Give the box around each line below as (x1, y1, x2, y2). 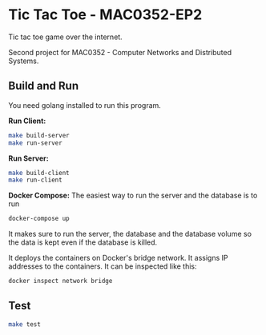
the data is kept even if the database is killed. (8, 237, 158, 247)
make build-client (8, 169, 70, 177)
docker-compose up (8, 214, 70, 223)
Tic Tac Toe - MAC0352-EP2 (8, 6, 203, 24)
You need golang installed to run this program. (8, 100, 162, 110)
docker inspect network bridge (8, 277, 113, 285)
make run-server (8, 138, 62, 147)
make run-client (8, 176, 62, 185)
